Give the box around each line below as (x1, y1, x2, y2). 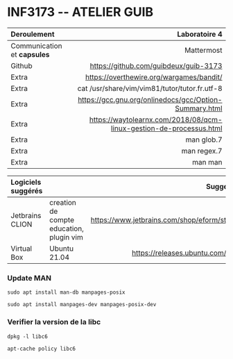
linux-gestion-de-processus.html (110, 123, 223, 133)
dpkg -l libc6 (7, 333, 49, 340)
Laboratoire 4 (177, 29, 223, 39)
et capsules (10, 49, 50, 59)
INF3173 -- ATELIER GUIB (7, 4, 154, 20)
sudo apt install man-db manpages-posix (7, 289, 126, 296)
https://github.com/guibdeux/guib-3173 (89, 60, 223, 70)
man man (191, 157, 223, 167)
